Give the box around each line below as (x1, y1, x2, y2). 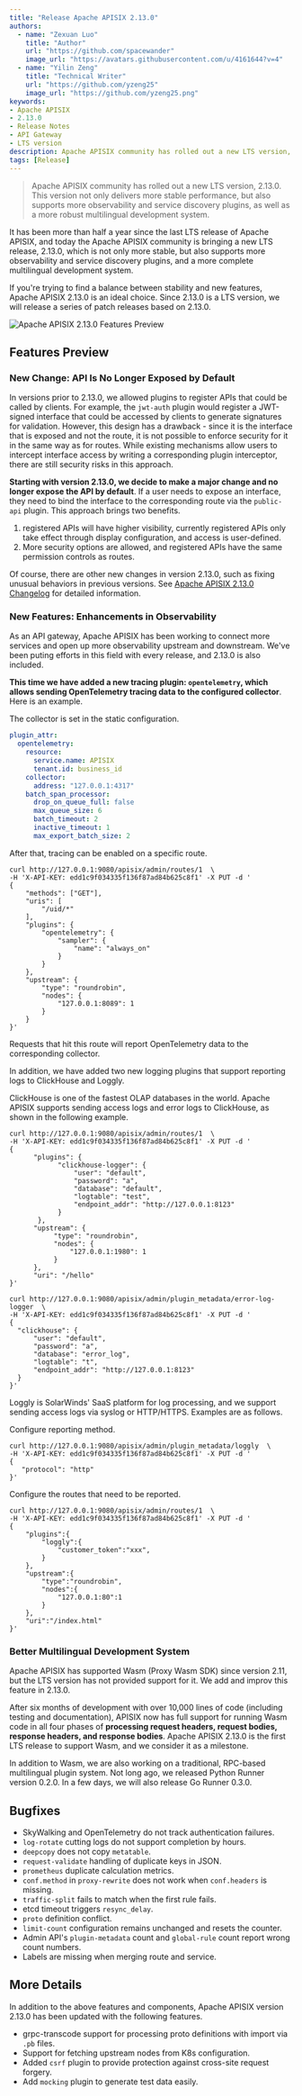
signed (9, 411, 35, 422)
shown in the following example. (9, 1111, 129, 1122)
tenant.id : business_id (32, 764, 123, 773)
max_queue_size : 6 (32, 807, 102, 816)
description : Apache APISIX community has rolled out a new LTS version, (9, 147, 292, 156)
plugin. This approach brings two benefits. (23, 505, 182, 516)
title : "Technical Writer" (25, 72, 127, 81)
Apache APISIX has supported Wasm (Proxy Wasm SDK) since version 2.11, (9, 1666, 288, 1676)
